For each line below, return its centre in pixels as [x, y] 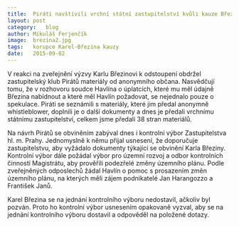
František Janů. [30, 185]
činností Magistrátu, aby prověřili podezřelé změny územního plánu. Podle [116, 163]
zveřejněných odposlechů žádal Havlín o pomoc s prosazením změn [107, 171]
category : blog [33, 27]
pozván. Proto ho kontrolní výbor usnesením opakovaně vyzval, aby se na [116, 207]
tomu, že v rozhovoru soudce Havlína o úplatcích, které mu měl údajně [111, 89]
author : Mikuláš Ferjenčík [47, 34]
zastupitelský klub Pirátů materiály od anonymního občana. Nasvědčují [111, 81]
